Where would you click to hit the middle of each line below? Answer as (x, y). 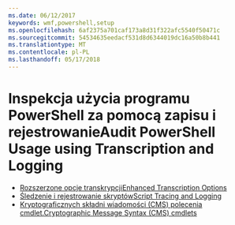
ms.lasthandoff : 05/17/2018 (54, 60)
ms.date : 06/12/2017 (42, 15)
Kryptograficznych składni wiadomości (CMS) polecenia (111, 204)
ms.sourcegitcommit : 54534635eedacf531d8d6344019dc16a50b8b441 (114, 37)
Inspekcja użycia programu (99, 99)
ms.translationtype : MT (47, 45)
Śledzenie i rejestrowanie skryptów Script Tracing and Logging (121, 196)
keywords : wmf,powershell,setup (61, 23)
